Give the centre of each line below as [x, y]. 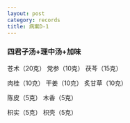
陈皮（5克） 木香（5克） [42, 97]
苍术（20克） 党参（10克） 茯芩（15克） [65, 68]
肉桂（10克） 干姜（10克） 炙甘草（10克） [67, 83]
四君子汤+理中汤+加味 [44, 52]
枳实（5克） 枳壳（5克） [42, 112]
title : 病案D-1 [28, 26]
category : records [34, 20]
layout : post [26, 13]
